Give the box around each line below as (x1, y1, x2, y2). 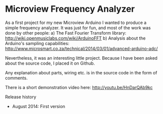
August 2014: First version (12, 103, 65, 109)
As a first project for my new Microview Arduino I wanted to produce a (5, 20, 147, 25)
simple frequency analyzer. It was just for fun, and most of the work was (5, 24, 151, 30)
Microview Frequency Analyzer (5, 3, 135, 15)
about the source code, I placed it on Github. (5, 60, 95, 66)
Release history (5, 94, 37, 100)
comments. (5, 75, 28, 81)
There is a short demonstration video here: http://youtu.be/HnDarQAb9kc (5, 84, 153, 90)
